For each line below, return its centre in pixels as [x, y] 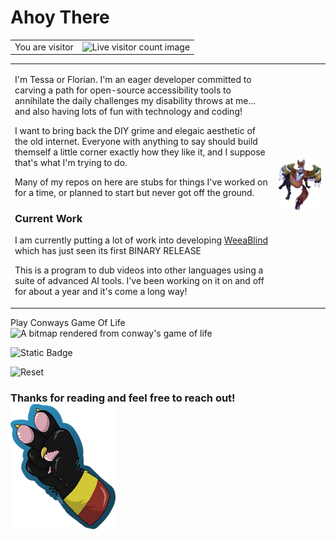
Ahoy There [60, 17]
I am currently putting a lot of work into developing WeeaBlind [141, 240]
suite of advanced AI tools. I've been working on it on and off [139, 281]
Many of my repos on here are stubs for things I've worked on [141, 182]
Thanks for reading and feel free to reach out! [123, 398]
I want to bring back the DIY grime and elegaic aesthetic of [135, 130]
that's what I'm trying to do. [71, 162]
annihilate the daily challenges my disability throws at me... [135, 100]
